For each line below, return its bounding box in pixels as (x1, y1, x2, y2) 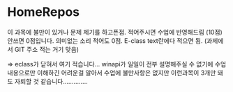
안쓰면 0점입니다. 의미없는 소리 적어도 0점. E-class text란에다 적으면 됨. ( (7, 36, 207, 45)
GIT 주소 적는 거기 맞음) (14, 45, 79, 53)
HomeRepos (7, 4, 80, 20)
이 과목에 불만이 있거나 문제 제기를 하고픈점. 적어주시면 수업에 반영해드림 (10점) (7, 28, 223, 36)
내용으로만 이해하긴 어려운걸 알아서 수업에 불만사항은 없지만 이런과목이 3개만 (7, 68, 216, 77)
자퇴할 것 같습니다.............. (14, 77, 89, 85)
